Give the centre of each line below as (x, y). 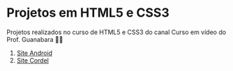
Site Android (35, 53)
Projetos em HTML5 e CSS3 (88, 13)
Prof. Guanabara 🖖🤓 (35, 39)
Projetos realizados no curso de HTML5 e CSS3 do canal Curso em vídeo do (116, 32)
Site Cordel (33, 60)
